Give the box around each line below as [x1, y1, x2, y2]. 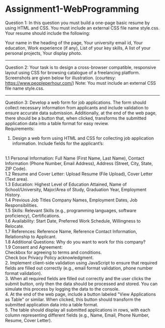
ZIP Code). [5, 165, 27, 171]
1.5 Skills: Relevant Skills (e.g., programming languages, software [5, 207, 137, 213]
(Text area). [5, 176, 28, 182]
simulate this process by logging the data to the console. [5, 286, 120, 292]
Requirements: [5, 126, 34, 131]
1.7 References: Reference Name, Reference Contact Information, [5, 228, 137, 234]
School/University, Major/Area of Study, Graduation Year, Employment [5, 186, 146, 193]
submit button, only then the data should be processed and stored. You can [5, 281, 158, 287]
